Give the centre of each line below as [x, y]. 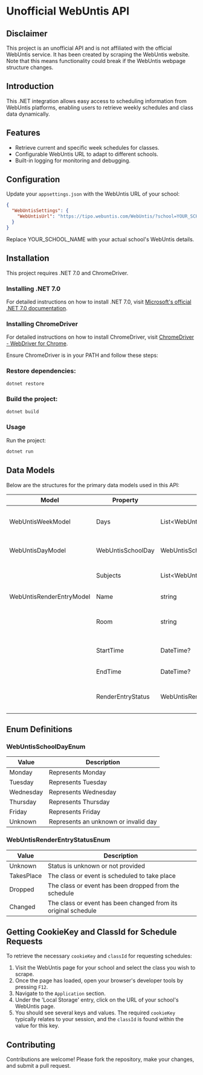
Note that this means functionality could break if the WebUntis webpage [96, 61]
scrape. [24, 974]
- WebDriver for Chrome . [37, 344]
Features [23, 133]
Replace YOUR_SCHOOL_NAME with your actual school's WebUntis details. [100, 239]
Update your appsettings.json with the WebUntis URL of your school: [93, 194]
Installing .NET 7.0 [34, 288]
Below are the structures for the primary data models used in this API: [93, 485]
